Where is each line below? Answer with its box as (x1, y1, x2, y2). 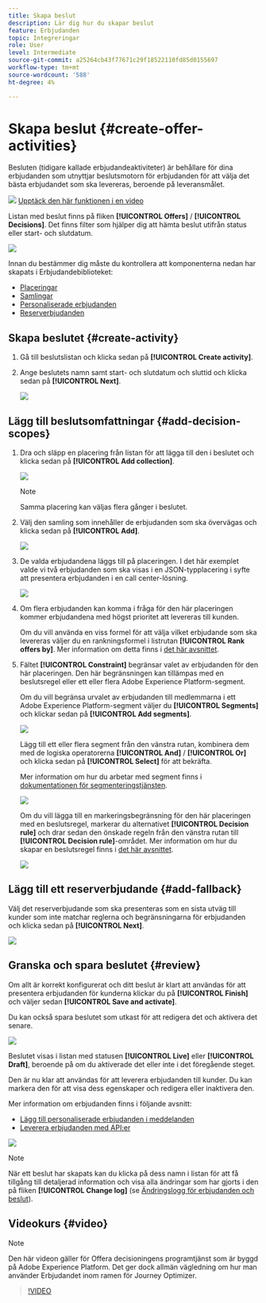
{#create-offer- (98, 119, 204, 138)
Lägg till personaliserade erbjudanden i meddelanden (19, 1114, 195, 1124)
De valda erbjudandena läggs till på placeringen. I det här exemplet (19, 557, 240, 566)
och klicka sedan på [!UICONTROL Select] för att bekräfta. (19, 757, 212, 766)
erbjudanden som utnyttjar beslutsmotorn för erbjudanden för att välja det (8, 171, 250, 181)
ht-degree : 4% (8, 78, 56, 86)
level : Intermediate (8, 49, 77, 57)
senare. (8, 1020, 33, 1030)
